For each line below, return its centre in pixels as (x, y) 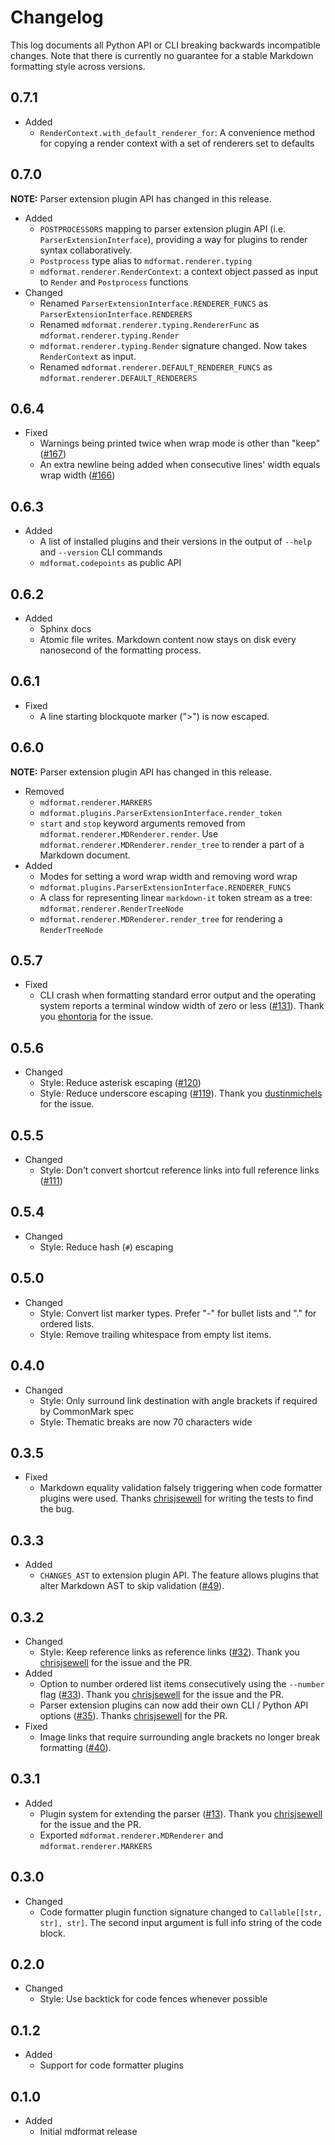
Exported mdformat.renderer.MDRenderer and (131, 1835)
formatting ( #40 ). (75, 1747)
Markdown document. (85, 855)
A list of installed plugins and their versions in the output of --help (175, 542)
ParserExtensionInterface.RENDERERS (116, 314)
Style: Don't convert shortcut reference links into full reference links (179, 1170)
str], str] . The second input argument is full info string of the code (181, 1922)
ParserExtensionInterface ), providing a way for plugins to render (173, 239)
